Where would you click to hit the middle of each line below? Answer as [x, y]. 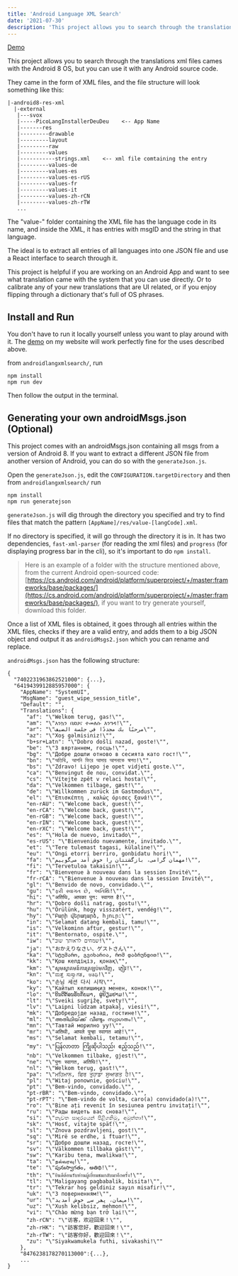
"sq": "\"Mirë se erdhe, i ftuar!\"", [83, 1137]
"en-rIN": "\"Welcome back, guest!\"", [85, 823]
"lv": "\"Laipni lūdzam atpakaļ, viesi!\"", [93, 1007]
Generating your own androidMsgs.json [97, 417]
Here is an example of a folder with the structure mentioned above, [123, 565]
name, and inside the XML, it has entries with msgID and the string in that [114, 229]
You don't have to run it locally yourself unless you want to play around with [118, 334]
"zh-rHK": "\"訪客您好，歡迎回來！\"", [79, 1228]
